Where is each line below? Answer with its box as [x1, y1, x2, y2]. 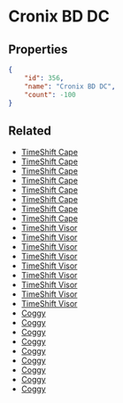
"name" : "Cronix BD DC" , [24, 82, 116, 91]
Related [8, 123, 52, 138]
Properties [8, 42, 68, 57]
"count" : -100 [24, 90, 76, 99]
